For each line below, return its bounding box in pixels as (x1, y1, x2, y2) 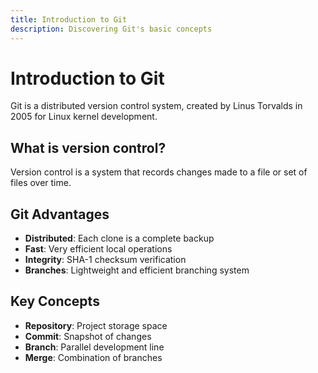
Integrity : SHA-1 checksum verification (24, 254, 187, 266)
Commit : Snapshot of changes (24, 330, 152, 342)
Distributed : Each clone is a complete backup (24, 232, 215, 245)
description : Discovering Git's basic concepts (10, 24, 213, 34)
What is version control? (10, 139, 167, 156)
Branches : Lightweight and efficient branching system (24, 264, 250, 276)
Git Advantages (10, 206, 110, 223)
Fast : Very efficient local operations (24, 243, 173, 255)
